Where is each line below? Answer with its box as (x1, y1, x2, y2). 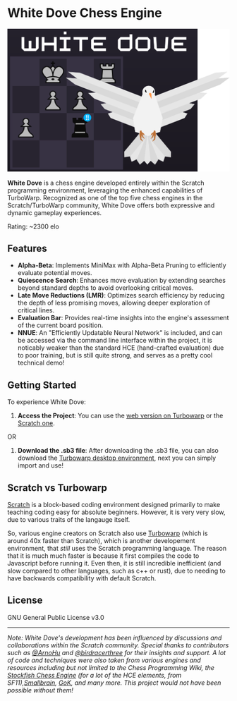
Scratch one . (17, 419, 55, 427)
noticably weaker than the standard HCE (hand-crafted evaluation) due (17, 343, 224, 352)
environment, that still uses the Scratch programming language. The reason (7, 544, 227, 553)
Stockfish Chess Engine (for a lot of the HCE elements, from (7, 671, 182, 679)
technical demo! (17, 358, 65, 367)
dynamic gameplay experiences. (7, 208, 102, 217)
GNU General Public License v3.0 (7, 613, 104, 621)
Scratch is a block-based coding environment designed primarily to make (7, 501, 221, 509)
